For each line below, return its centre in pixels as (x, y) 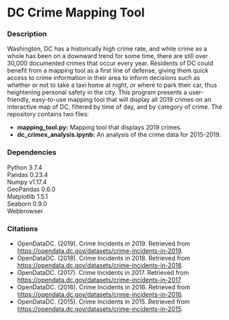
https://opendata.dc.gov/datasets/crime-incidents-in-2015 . (100, 309)
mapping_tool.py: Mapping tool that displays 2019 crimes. (99, 127)
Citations (23, 228)
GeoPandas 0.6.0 (31, 189)
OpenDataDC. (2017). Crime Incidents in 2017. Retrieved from (103, 273)
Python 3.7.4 (25, 167)
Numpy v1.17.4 (27, 182)
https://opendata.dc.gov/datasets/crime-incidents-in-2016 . (100, 295)
